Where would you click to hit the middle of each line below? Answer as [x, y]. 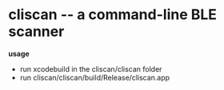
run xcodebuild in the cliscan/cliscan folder [91, 68]
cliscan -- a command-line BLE [113, 15]
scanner [36, 31]
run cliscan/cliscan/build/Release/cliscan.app [95, 77]
